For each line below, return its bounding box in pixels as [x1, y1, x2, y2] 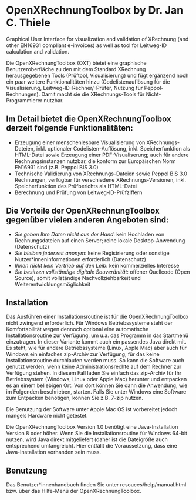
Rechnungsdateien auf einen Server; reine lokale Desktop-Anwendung [14, 236, 185, 244]
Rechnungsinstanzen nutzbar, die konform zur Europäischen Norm [14, 157, 176, 165]
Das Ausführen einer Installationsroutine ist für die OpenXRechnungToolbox [6, 313, 189, 321]
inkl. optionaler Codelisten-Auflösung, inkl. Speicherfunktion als [36, 145, 191, 152]
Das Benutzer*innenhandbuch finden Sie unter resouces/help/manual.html [6, 481, 187, 488]
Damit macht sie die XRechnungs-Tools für [41, 91, 145, 98]
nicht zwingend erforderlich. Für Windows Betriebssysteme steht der [6, 319, 173, 326]
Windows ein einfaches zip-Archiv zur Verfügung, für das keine [6, 351, 160, 358]
